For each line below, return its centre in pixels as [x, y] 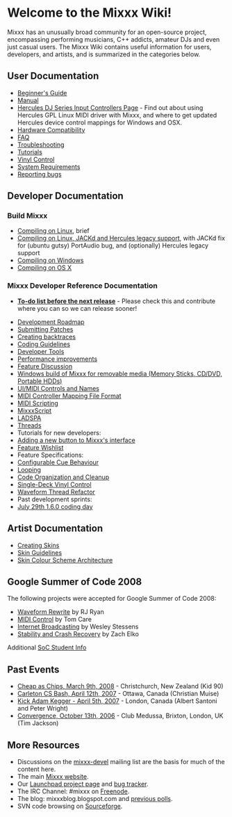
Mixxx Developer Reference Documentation [82, 286]
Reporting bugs [39, 174]
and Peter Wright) [42, 709]
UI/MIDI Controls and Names [58, 388]
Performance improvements [57, 359]
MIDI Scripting [38, 403]
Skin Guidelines [40, 552]
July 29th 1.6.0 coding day [55, 506]
